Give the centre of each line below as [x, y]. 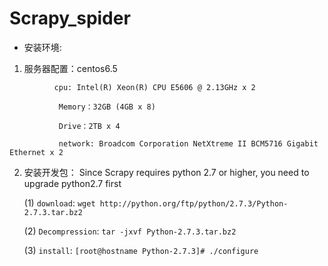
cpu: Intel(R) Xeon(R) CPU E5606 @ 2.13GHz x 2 [154, 87]
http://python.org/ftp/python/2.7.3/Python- [194, 203]
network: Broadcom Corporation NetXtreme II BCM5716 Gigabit [188, 143]
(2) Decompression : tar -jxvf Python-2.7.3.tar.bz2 [130, 231]
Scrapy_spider [70, 18]
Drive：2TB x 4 [89, 126]
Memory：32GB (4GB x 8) [107, 107]
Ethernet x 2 [36, 152]
